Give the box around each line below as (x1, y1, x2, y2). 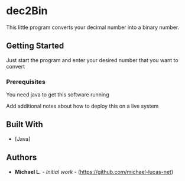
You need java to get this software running (6, 91, 109, 98)
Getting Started (6, 41, 64, 51)
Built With (6, 119, 43, 130)
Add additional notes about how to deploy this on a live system (6, 102, 159, 110)
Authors (6, 153, 37, 163)
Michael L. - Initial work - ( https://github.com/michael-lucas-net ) (14, 168, 174, 175)
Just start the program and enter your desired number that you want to (6, 56, 178, 63)
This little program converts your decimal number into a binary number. (6, 24, 180, 31)
